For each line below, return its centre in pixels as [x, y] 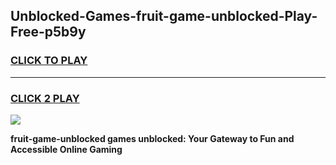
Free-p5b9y [48, 32]
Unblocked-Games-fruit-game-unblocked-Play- [164, 16]
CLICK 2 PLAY [45, 98]
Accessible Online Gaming [66, 149]
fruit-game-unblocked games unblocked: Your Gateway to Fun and [152, 138]
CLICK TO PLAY [49, 61]
